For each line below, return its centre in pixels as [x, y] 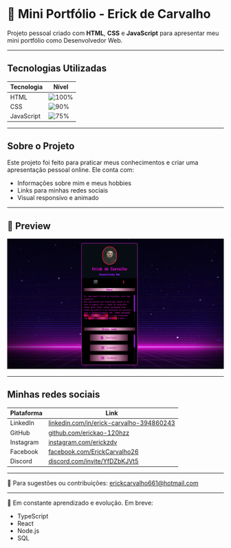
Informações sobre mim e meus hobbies [74, 183]
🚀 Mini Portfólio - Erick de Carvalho [109, 14]
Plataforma [26, 413]
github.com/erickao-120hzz [88, 432]
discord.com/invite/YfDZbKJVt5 [93, 461]
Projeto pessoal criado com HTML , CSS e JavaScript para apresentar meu [113, 33]
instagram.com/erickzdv [82, 442]
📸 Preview [29, 226]
